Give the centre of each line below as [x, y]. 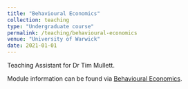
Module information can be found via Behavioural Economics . [95, 79]
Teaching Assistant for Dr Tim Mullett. [61, 65]
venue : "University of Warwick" [54, 39]
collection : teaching [38, 20]
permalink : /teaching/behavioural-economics [72, 33]
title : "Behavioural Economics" [54, 13]
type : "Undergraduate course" [51, 26]
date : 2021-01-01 [32, 46]
